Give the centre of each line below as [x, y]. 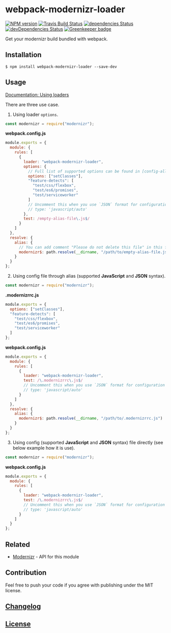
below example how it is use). [44, 448]
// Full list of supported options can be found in [84, 171]
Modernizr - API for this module [46, 557]
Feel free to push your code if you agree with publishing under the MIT [79, 585]
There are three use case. [32, 104]
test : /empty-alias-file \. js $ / [57, 219]
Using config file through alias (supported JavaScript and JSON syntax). [89, 276]
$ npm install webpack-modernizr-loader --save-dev [61, 67]
